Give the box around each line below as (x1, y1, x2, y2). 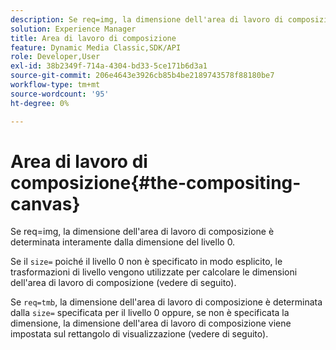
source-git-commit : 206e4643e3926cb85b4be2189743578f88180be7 (10, 71, 275, 81)
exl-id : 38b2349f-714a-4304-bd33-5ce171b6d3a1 (10, 61, 208, 71)
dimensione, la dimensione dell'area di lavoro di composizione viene (10, 317, 292, 330)
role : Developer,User (10, 52, 101, 62)
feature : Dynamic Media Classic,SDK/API (10, 42, 182, 53)
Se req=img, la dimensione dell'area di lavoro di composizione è (10, 226, 275, 238)
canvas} (10, 192, 81, 215)
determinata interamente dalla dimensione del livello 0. (10, 236, 236, 248)
